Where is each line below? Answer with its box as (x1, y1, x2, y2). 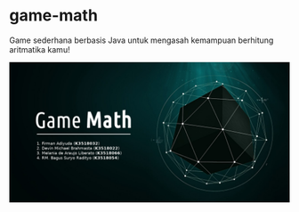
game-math (9, 5, 98, 26)
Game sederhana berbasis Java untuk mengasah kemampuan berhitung (9, 35, 274, 45)
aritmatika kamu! (9, 44, 70, 54)
